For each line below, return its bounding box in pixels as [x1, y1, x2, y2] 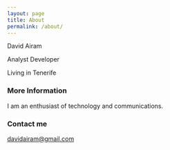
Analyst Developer [7, 55, 60, 64]
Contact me [7, 119, 48, 129]
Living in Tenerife [7, 68, 57, 77]
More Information [7, 86, 67, 95]
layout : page [7, 10, 45, 17]
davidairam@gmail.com [7, 134, 75, 142]
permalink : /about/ [7, 23, 64, 30]
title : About [7, 17, 45, 24]
